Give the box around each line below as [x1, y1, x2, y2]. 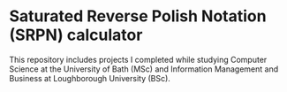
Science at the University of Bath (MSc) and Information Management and [9, 64, 279, 74]
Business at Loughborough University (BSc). [9, 73, 170, 83]
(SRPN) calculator [9, 25, 143, 45]
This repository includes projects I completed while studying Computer [9, 54, 268, 65]
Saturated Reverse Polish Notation [9, 6, 267, 27]
